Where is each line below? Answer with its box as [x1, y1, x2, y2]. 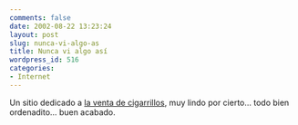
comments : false [9, 13, 71, 23]
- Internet [9, 72, 51, 82]
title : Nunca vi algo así [9, 47, 108, 56]
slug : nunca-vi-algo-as [9, 38, 100, 48]
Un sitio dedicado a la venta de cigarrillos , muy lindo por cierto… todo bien [9, 97, 290, 108]
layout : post [9, 30, 59, 39]
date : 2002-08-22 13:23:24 [9, 22, 112, 31]
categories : [9, 64, 55, 73]
